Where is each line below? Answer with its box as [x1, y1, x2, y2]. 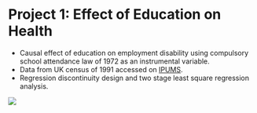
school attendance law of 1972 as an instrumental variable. [19, 56, 210, 66]
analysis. [19, 81, 49, 91]
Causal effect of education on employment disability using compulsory [19, 48, 249, 57]
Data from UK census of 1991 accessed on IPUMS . [19, 64, 183, 74]
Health [8, 22, 53, 40]
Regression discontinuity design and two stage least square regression [19, 73, 250, 82]
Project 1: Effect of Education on [8, 5, 222, 24]
